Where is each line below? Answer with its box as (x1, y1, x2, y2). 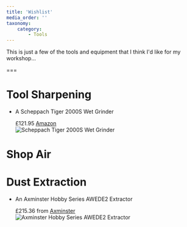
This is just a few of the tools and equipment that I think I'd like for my (6, 48, 181, 55)
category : (17, 26, 43, 32)
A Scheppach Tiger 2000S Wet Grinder (15, 108, 114, 116)
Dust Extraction (6, 175, 87, 189)
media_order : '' (6, 15, 48, 21)
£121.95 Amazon (15, 120, 57, 127)
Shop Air (6, 147, 52, 161)
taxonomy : (6, 20, 32, 26)
